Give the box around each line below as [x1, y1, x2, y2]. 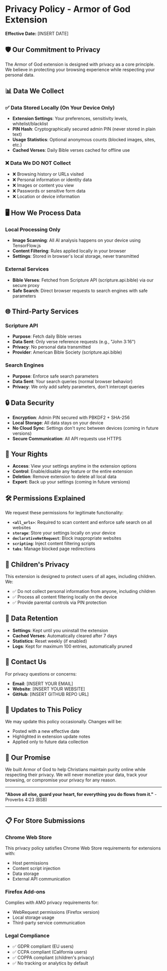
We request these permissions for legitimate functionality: [5, 510, 124, 516]
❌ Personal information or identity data [12, 177, 92, 183]
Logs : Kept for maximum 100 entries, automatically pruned [12, 643, 133, 649]
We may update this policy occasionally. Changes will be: [5, 719, 123, 725]
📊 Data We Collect [5, 87, 64, 96]
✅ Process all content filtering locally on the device [12, 593, 117, 600]
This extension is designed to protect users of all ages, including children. [5, 573, 157, 579]
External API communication [12, 875, 71, 881]
